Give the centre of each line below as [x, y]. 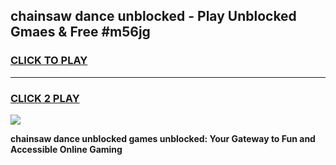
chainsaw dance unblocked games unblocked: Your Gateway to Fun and [163, 138]
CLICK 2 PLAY [45, 98]
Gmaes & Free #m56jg [80, 32]
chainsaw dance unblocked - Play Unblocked [153, 16]
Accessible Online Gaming [66, 149]
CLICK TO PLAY [49, 61]
